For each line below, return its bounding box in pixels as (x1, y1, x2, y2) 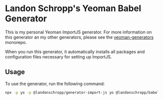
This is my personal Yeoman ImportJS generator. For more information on (5, 29, 152, 35)
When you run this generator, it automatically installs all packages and (5, 49, 145, 55)
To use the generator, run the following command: (5, 81, 105, 86)
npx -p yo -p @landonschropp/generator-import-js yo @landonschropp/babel (5, 90, 160, 95)
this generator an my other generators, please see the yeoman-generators (5, 34, 154, 40)
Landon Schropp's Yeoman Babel (5, 3, 142, 14)
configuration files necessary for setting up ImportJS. (5, 54, 112, 59)
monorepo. (5, 39, 27, 45)
